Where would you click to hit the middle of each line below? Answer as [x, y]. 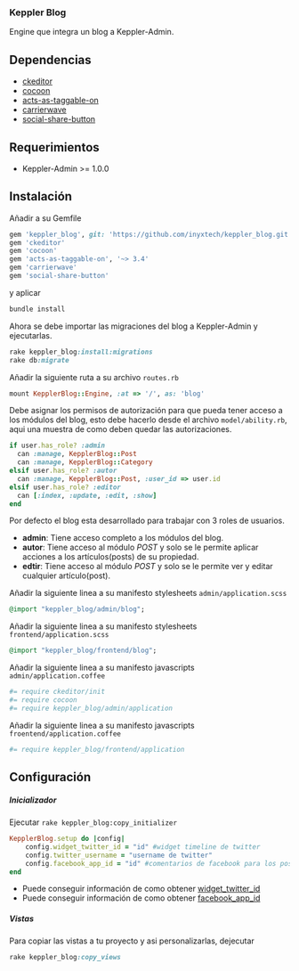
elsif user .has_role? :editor [65, 487]
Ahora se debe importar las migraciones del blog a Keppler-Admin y [133, 326]
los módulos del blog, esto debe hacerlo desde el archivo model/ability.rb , [148, 420]
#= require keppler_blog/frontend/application [97, 749]
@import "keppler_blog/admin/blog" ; [77, 609]
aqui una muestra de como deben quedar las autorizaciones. [121, 429]
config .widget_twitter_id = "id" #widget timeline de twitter [143, 847]
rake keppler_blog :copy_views [65, 958]
